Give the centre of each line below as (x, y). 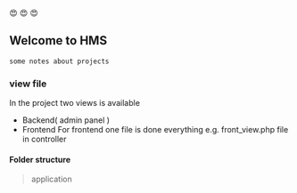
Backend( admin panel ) (66, 120)
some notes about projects (59, 61)
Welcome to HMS (58, 40)
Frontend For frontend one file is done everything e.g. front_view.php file (155, 130)
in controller (44, 139)
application (52, 179)
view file (28, 84)
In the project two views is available (75, 103)
